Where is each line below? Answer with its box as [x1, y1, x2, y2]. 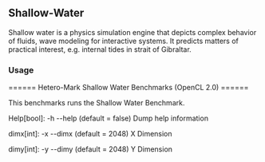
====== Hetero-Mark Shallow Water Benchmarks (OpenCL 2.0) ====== [8, 83, 249, 93]
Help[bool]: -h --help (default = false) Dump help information [8, 113, 209, 123]
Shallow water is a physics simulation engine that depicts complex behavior [8, 27, 257, 37]
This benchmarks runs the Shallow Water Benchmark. [8, 98, 185, 108]
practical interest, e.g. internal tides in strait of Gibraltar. [8, 44, 192, 54]
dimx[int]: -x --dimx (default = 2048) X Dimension [8, 129, 173, 139]
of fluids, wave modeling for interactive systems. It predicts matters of [8, 36, 239, 45]
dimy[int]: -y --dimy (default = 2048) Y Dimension [8, 144, 173, 154]
